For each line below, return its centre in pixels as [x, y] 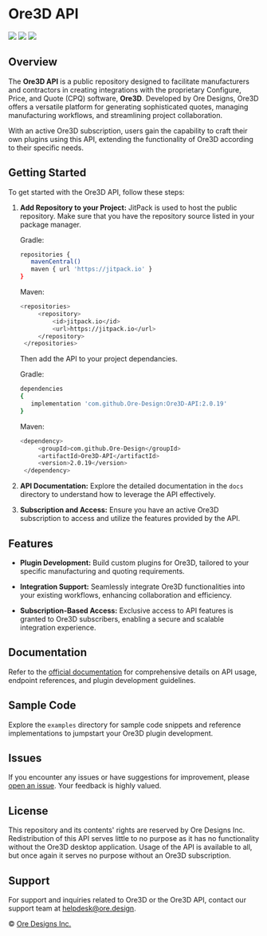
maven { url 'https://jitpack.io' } [92, 269]
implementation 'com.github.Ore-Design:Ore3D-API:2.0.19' [129, 404]
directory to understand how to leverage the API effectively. [118, 495]
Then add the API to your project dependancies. [98, 359]
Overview [33, 62]
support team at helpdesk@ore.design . [73, 908]
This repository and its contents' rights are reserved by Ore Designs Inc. [127, 830]
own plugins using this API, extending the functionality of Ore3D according [131, 139]
